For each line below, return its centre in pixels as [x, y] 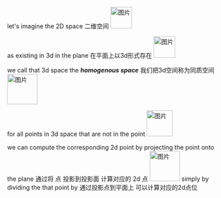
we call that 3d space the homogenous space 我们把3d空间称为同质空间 [111, 70]
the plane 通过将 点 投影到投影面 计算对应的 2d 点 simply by [108, 179]
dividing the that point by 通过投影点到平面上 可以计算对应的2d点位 [103, 187]
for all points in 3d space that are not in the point [76, 134]
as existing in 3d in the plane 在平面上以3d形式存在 [79, 56]
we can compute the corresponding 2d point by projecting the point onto [111, 147]
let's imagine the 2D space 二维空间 [58, 26]
